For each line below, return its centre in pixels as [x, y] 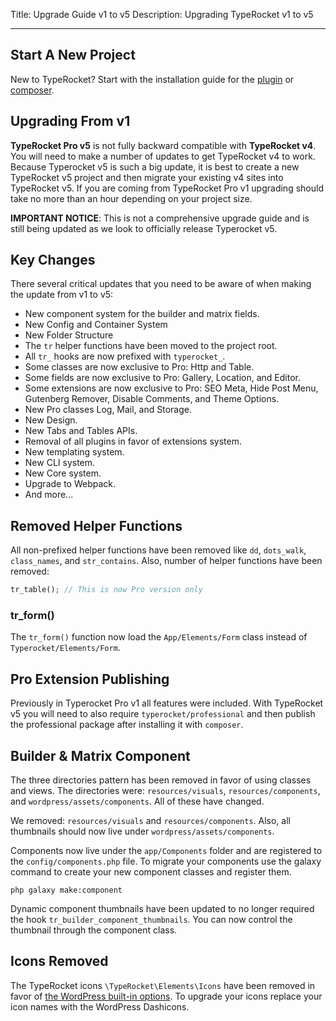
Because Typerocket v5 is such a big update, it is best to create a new [155, 166]
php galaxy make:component [66, 890]
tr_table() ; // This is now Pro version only [106, 590]
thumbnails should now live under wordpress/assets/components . [142, 831]
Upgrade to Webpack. [70, 484]
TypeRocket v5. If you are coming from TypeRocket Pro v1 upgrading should [167, 188]
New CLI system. [60, 463]
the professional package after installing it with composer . [127, 725]
